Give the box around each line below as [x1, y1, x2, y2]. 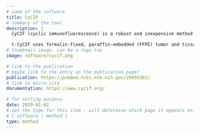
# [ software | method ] [6, 113, 68, 119]
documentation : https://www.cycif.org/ [6, 86, 105, 92]
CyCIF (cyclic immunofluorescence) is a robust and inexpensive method [11, 31, 193, 37]
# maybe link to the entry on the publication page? [6, 69, 140, 75]
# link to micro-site [6, 80, 60, 86]
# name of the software [6, 8, 65, 15]
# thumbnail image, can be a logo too [6, 47, 102, 54]
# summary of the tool [6, 20, 62, 26]
